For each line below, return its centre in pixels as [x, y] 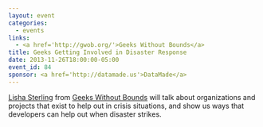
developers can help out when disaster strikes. [85, 114]
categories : [28, 23]
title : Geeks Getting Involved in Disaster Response [98, 52]
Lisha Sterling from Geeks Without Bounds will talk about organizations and [132, 97]
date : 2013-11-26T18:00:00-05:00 [64, 60]
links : [19, 38]
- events [30, 30]
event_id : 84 [30, 67]
